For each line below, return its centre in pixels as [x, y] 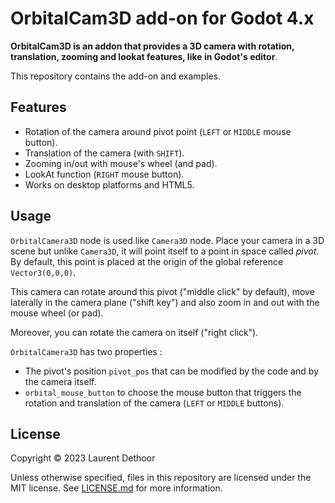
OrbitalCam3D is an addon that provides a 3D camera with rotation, [152, 46]
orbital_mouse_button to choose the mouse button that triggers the [163, 392]
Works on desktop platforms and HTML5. [109, 184]
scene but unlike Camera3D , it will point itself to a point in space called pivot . [165, 251]
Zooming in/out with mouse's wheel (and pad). [121, 163]
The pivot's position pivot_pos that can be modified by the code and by [171, 371]
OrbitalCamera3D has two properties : [86, 351]
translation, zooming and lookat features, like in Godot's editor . [144, 56]
